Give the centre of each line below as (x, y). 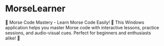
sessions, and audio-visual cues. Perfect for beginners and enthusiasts (78, 33)
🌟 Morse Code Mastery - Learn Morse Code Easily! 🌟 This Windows (75, 22)
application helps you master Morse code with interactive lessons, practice (82, 27)
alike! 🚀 (13, 38)
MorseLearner (35, 9)
